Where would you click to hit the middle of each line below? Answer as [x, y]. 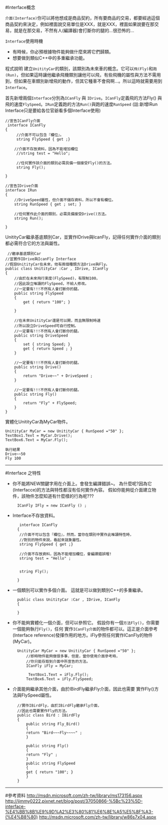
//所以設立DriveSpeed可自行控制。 [46, 326]
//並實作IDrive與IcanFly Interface [41, 259]
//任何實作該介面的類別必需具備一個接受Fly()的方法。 [65, 163]
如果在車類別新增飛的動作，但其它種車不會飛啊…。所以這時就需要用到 [90, 81]
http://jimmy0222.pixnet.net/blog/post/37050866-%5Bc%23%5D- [74, 801]
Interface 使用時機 [24, 41]
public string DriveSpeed [41, 335]
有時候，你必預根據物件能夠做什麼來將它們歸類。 [63, 52]
